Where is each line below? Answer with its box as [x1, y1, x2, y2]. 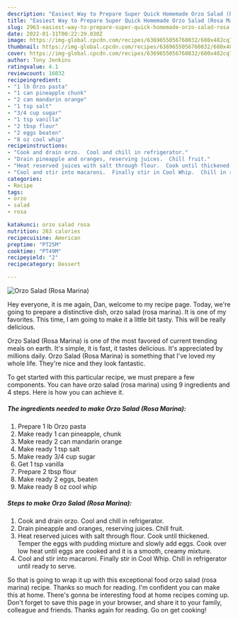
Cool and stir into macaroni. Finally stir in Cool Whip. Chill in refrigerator [17, 554, 227, 563]
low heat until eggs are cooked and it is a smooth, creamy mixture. [17, 546, 212, 555]
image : [7, 37, 27, 44]
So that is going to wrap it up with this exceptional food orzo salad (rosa [7, 576, 217, 584]
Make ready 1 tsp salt [17, 444, 80, 453]
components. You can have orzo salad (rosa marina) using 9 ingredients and [7, 380, 230, 389]
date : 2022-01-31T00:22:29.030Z [7, 30, 103, 38]
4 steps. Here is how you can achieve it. [7, 388, 124, 396]
